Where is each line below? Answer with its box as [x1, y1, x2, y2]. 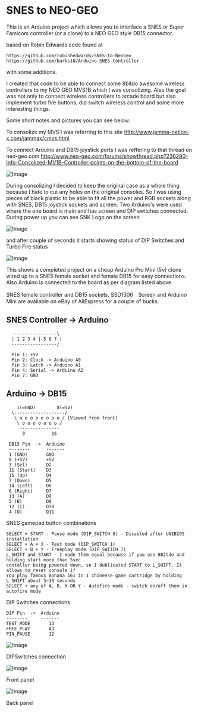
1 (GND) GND [8, 451, 55, 458]
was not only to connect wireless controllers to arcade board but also [6, 92, 176, 100]
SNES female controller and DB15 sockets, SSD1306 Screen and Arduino [6, 291, 187, 298]
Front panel [6, 676, 34, 683]
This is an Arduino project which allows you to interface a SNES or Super [6, 23, 184, 30]
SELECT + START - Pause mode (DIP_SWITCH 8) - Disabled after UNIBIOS [6, 531, 185, 537]
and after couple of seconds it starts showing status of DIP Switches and [6, 237, 184, 244]
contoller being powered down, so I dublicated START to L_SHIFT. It [6, 562, 183, 568]
